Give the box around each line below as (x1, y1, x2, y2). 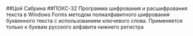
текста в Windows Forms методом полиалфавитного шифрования (6, 11, 170, 18)
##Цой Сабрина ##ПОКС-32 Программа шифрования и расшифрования (6, 5, 188, 12)
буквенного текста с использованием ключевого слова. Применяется (6, 17, 183, 24)
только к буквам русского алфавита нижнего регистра (6, 23, 144, 30)
